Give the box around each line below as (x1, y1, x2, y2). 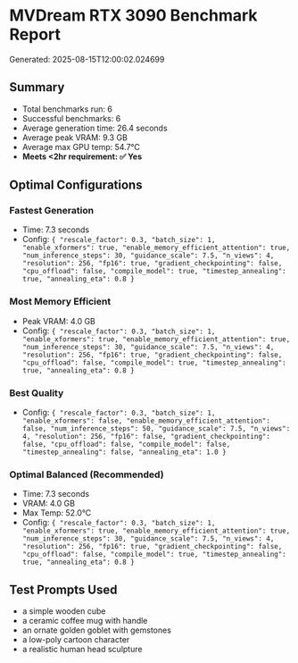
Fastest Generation (9, 205, 95, 217)
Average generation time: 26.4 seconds (21, 122, 168, 133)
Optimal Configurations (9, 178, 143, 193)
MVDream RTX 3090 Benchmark (9, 5, 258, 26)
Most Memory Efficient (9, 296, 112, 308)
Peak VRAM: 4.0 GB (21, 315, 96, 326)
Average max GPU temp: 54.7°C (21, 141, 141, 152)
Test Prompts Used (9, 582, 118, 597)
